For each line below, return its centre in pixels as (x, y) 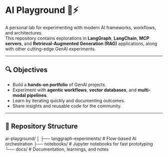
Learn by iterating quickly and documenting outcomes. (69, 100)
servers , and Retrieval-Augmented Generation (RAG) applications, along (81, 43)
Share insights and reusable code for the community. (67, 106)
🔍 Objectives (26, 70)
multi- (144, 90)
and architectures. (24, 33)
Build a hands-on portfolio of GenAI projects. (59, 84)
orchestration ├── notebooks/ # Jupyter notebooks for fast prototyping (79, 143)
